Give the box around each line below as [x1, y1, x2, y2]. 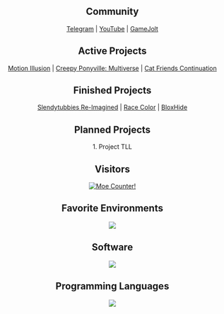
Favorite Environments [61, 202, 163, 215]
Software [91, 241, 134, 254]
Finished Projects [73, 84, 152, 96]
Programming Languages [55, 280, 170, 293]
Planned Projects [73, 123, 151, 135]
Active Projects [78, 45, 147, 57]
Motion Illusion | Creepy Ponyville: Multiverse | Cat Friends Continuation [7, 64, 218, 72]
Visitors [95, 163, 130, 175]
